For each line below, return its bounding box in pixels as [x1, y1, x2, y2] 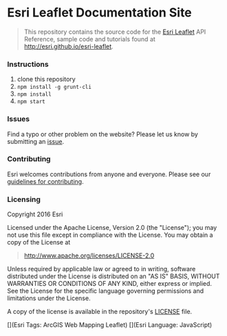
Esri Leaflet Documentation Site [7, 5, 193, 21]
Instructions [7, 59, 50, 69]
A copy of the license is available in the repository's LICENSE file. [7, 308, 193, 316]
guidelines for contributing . [7, 177, 84, 185]
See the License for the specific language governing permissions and [7, 287, 204, 295]
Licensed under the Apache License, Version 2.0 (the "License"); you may [7, 224, 217, 232]
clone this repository [17, 75, 76, 83]
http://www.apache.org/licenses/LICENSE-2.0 [23, 251, 155, 260]
